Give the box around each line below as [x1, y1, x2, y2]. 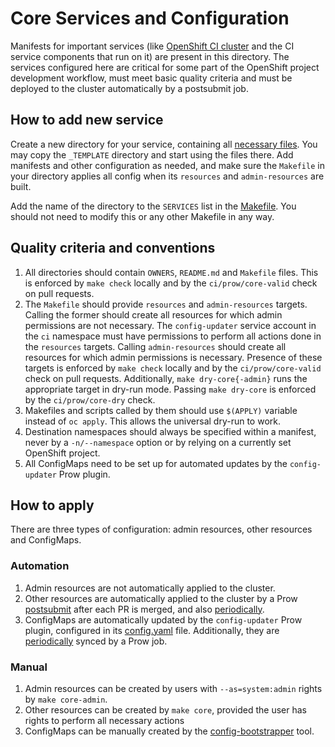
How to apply [10, 497, 95, 514]
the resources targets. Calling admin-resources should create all [24, 340, 287, 352]
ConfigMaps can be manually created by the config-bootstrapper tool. [24, 725, 315, 737]
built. [10, 180, 32, 192]
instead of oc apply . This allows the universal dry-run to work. [24, 415, 281, 427]
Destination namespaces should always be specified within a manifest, [24, 425, 317, 437]
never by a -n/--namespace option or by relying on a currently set [24, 436, 292, 448]
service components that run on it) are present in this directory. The [10, 50, 290, 62]
